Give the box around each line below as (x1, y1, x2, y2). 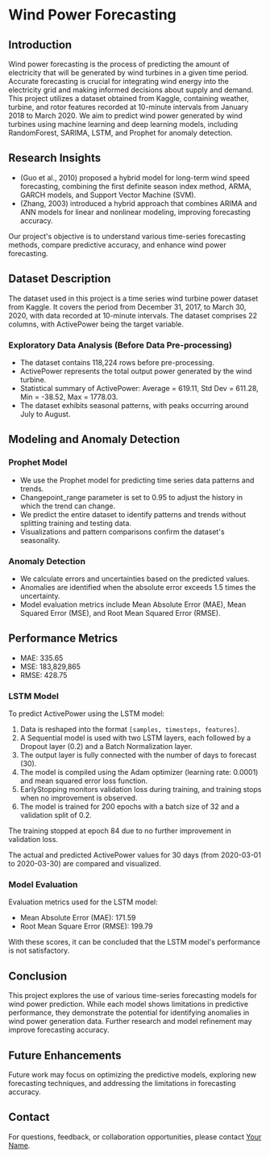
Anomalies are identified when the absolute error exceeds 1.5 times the (19, 582, 256, 592)
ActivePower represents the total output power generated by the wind (19, 366, 252, 376)
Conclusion (8, 969, 68, 983)
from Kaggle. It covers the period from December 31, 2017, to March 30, (8, 301, 247, 312)
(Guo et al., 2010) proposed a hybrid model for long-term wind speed (19, 172, 250, 183)
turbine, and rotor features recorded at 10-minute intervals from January (8, 103, 248, 112)
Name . (8, 1140, 31, 1150)
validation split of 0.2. (19, 811, 93, 820)
